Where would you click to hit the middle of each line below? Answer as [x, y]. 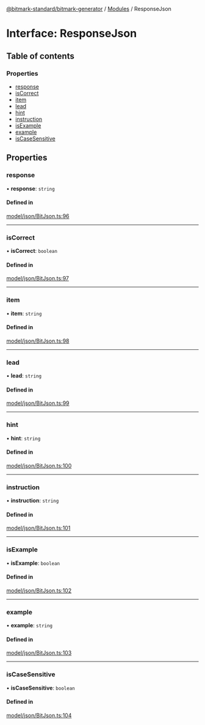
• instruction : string [33, 501]
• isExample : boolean [33, 563]
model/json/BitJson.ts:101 [38, 528]
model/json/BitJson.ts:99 [38, 403]
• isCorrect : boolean [32, 251]
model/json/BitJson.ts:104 [39, 715]
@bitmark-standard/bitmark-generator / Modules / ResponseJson [89, 9]
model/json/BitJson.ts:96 [38, 216]
